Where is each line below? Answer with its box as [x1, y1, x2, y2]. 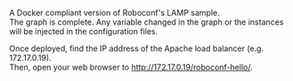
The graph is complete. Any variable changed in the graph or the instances [9, 17, 284, 27]
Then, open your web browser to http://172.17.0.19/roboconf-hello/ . [9, 62, 253, 72]
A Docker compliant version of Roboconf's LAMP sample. [9, 8, 220, 18]
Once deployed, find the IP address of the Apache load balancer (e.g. [9, 43, 265, 54]
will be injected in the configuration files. [9, 26, 159, 36]
